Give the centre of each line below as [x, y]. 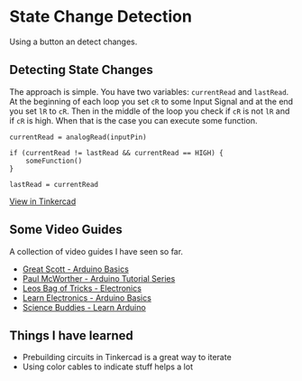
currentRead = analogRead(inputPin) [78, 137]
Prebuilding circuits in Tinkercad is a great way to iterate [127, 358]
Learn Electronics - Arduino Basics [87, 297]
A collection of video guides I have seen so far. [96, 251]
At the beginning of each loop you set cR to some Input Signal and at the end [151, 101]
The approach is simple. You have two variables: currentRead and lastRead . [149, 91]
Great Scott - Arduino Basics [75, 269]
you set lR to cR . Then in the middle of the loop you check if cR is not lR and [150, 111]
